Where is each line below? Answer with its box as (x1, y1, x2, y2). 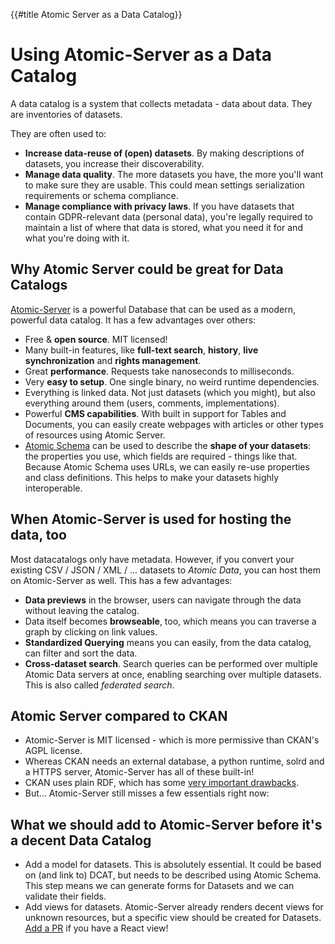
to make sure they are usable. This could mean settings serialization (24, 179, 305, 191)
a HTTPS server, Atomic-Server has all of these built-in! (24, 766, 255, 778)
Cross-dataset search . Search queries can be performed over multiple (24, 657, 318, 669)
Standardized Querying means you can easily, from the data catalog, (24, 636, 312, 648)
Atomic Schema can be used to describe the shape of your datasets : (24, 439, 312, 451)
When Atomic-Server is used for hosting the (10, 511, 292, 528)
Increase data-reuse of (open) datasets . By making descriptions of (24, 147, 305, 159)
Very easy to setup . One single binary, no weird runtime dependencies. (24, 375, 320, 388)
